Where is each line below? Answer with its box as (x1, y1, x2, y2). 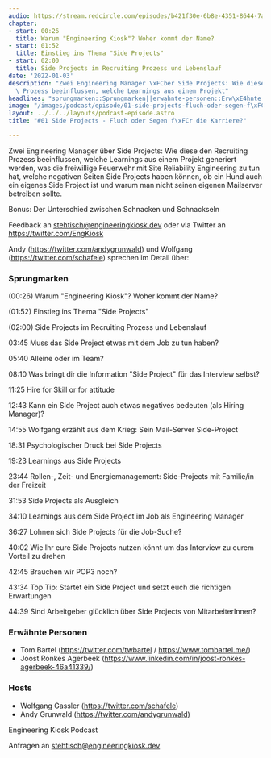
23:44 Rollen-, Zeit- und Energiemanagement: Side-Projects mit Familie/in (8, 472, 254, 481)
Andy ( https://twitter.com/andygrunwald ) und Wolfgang (8, 244, 194, 254)
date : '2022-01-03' (8, 72, 74, 80)
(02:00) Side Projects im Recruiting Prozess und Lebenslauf (8, 323, 207, 332)
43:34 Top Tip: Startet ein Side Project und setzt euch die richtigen (8, 582, 231, 593)
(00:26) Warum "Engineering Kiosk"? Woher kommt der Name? (8, 291, 219, 301)
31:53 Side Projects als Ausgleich (8, 496, 119, 506)
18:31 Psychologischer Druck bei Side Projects (8, 440, 163, 450)
